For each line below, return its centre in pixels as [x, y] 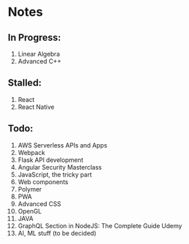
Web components [43, 182]
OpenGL [30, 211]
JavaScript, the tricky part [55, 174]
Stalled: [25, 83]
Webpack [31, 152]
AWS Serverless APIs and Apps [62, 145]
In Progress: [34, 38]
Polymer [30, 189]
